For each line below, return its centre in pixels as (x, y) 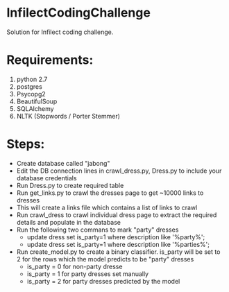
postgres (29, 86)
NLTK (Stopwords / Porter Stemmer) (68, 116)
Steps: (26, 144)
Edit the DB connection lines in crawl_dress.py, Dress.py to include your (119, 171)
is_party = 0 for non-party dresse (75, 266)
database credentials (46, 178)
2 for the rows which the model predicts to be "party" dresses (105, 259)
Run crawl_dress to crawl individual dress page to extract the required (117, 215)
